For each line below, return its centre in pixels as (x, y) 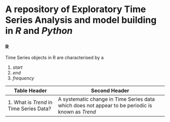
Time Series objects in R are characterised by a (54, 58)
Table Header (30, 91)
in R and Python (39, 31)
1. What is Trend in (30, 102)
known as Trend (77, 112)
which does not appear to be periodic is (105, 106)
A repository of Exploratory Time (76, 9)
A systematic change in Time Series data (107, 99)
